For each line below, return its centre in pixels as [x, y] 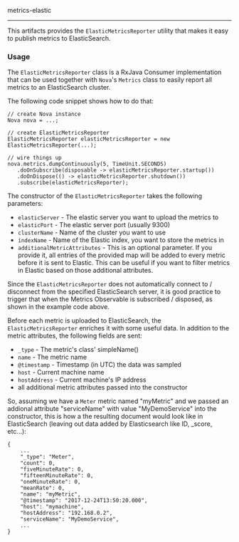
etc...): [17, 432]
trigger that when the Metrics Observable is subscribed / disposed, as [110, 299]
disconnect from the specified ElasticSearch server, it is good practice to [114, 292]
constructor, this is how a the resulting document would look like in [105, 417]
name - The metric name [52, 357]
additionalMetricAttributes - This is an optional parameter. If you [115, 248]
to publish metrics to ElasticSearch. [59, 38]
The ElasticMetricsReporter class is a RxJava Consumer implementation [115, 72]
